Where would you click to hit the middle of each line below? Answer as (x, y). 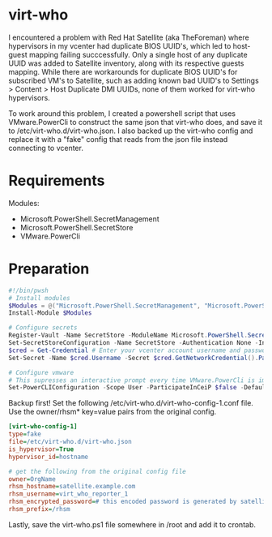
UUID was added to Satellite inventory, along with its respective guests (126, 63)
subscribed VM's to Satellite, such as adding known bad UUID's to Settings (134, 80)
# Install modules (39, 298)
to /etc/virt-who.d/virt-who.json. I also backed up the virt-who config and (131, 131)
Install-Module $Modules (50, 313)
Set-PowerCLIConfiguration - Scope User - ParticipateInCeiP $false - (126, 388)
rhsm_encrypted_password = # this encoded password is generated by (123, 502)
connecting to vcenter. (46, 148)
